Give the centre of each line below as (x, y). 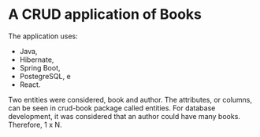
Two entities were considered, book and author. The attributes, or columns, (130, 99)
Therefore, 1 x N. (35, 124)
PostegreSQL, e (45, 76)
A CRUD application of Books (105, 14)
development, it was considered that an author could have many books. (124, 116)
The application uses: (43, 36)
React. (30, 85)
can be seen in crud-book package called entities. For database (112, 108)
